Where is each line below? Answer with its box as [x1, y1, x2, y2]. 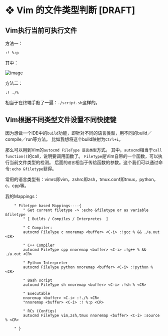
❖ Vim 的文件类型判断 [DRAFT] [5, 5, 135, 16]
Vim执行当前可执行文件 [5, 26, 77, 35]
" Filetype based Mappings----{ [14, 203, 81, 208]
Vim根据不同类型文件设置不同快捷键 [5, 116, 116, 124]
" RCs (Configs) [23, 308, 57, 313]
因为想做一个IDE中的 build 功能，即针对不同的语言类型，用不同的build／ [5, 130, 152, 136]
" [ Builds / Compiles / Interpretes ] [23, 216, 108, 221]
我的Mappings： [5, 193, 39, 199]
